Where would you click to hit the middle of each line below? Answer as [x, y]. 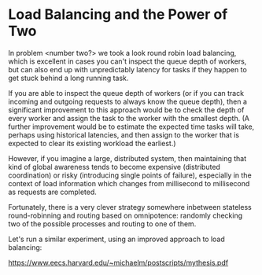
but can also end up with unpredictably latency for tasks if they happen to [128, 69]
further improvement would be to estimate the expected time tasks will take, [131, 126]
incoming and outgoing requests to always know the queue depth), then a [128, 101]
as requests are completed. [52, 192]
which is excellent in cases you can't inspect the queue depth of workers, [127, 61]
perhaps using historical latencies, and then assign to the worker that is [124, 134]
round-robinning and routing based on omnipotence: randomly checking [125, 215]
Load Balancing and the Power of [118, 15]
